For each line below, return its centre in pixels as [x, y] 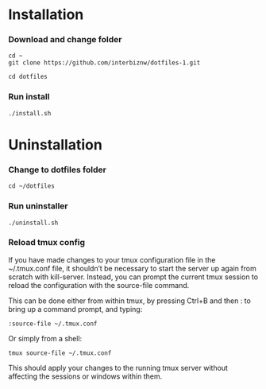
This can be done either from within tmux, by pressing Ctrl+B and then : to [130, 301]
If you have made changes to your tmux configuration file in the [112, 259]
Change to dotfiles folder [58, 169]
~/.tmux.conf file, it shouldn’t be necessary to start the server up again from [132, 268]
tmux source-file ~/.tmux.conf [60, 353]
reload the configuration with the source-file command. [99, 285]
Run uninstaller [38, 206]
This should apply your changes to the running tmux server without [118, 368]
